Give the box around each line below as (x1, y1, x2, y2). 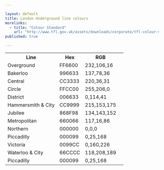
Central (7, 78, 24, 85)
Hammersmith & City (7, 102, 55, 108)
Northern (7, 126, 28, 132)
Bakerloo (7, 70, 28, 76)
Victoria (7, 141, 25, 148)
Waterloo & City (7, 149, 43, 156)
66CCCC (59, 149, 81, 156)
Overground (7, 62, 35, 68)
